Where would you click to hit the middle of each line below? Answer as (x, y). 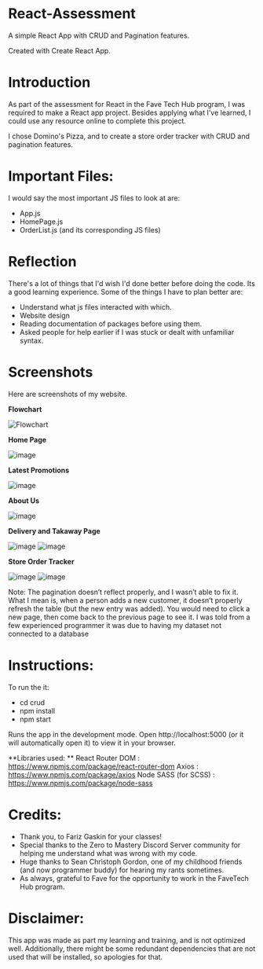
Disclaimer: (46, 918)
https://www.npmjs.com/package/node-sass (80, 783)
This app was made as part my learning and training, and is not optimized (127, 940)
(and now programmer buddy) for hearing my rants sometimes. (122, 870)
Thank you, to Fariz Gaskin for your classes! (91, 836)
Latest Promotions (39, 470)
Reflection (42, 262)
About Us (24, 501)
